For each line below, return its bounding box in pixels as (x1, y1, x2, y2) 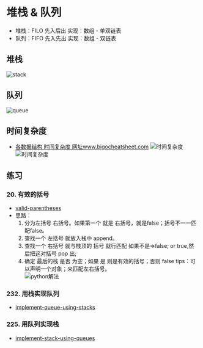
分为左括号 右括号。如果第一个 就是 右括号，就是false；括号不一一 (24, 219, 191, 227)
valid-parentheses (15, 205, 62, 212)
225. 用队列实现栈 (6, 320, 59, 328)
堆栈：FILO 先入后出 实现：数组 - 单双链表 (15, 27, 122, 34)
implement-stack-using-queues (15, 334, 95, 342)
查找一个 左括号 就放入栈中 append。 (24, 234, 118, 242)
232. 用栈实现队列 (6, 289, 60, 298)
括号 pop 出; (45, 250, 77, 257)
